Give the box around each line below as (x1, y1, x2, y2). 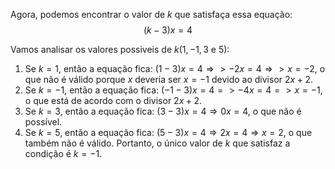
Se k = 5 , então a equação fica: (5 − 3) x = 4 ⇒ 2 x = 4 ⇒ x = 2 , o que (24, 127, 313, 138)
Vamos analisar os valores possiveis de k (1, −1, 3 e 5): (10, 44, 230, 55)
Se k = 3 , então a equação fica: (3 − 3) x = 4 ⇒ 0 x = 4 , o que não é (24, 105, 302, 117)
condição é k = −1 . (24, 148, 103, 159)
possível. (24, 116, 63, 128)
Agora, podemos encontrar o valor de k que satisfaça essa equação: (10, 9, 293, 20)
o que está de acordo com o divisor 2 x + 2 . (24, 95, 203, 106)
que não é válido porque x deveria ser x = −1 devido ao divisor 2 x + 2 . (24, 74, 314, 85)
